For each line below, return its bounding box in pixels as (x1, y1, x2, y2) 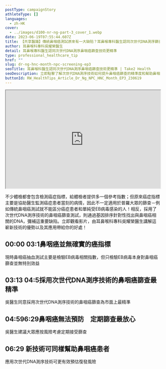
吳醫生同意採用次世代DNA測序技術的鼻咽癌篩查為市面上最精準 (5, 299, 131, 305)
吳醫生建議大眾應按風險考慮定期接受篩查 (5, 329, 87, 335)
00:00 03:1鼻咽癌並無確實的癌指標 (5, 240, 111, 249)
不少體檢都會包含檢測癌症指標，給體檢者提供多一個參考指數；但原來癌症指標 (5, 194, 160, 199)
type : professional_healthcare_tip (5, 53, 78, 58)
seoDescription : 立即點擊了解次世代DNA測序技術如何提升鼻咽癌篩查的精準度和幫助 (5, 71, 153, 76)
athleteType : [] (5, 12, 38, 17)
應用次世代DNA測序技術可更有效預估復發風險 (5, 359, 97, 364)
